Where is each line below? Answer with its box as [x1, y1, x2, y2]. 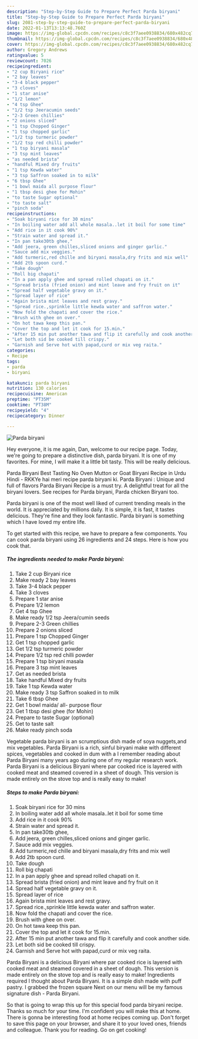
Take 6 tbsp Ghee [15, 695, 58, 703]
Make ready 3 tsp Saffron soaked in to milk [15, 689, 119, 696]
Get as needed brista [15, 670, 66, 677]
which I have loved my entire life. [6, 518, 86, 525]
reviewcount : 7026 [6, 58, 52, 64]
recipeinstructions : [6, 211, 58, 217]
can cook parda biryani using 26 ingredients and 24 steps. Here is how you [6, 536, 189, 543]
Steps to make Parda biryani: [6, 789, 80, 796]
